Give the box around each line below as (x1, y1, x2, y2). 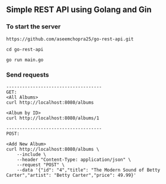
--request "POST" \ (17, 161, 65, 168)
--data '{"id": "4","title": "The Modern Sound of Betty (17, 167, 161, 173)
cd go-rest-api (6, 46, 44, 52)
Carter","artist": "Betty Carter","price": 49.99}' (6, 172, 136, 178)
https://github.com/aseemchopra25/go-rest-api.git (6, 36, 134, 42)
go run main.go (6, 56, 44, 63)
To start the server (6, 23, 61, 31)
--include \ (17, 151, 46, 157)
